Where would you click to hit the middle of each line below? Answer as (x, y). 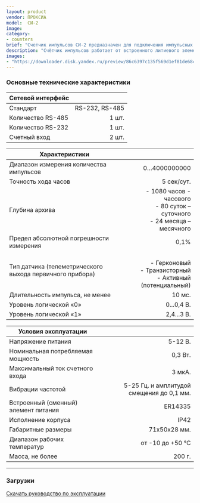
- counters (20, 39)
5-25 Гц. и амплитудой (157, 385)
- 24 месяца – (170, 221)
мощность (24, 359)
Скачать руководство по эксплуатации (56, 493)
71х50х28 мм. (170, 429)
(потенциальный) (166, 285)
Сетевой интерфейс (39, 98)
